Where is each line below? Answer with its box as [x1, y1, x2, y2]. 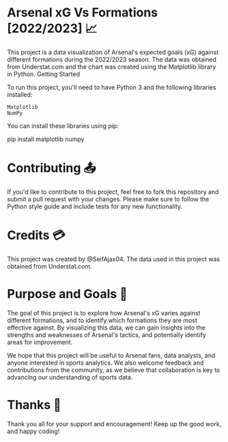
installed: [7, 90, 33, 99]
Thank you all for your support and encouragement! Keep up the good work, [7, 419, 222, 428]
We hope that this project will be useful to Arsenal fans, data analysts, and [7, 351, 216, 359]
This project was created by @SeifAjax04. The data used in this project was [7, 255, 220, 263]
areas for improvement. [7, 338, 73, 346]
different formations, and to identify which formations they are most [7, 316, 198, 324]
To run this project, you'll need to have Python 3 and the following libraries [7, 83, 216, 91]
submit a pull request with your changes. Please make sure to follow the [7, 195, 210, 203]
